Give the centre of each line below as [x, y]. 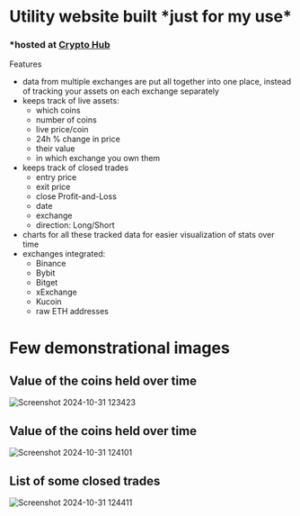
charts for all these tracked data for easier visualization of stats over [149, 235]
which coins [58, 111]
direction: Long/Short [75, 225]
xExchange [57, 292]
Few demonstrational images [120, 348]
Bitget [47, 283]
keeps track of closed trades [75, 167]
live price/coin [62, 130]
